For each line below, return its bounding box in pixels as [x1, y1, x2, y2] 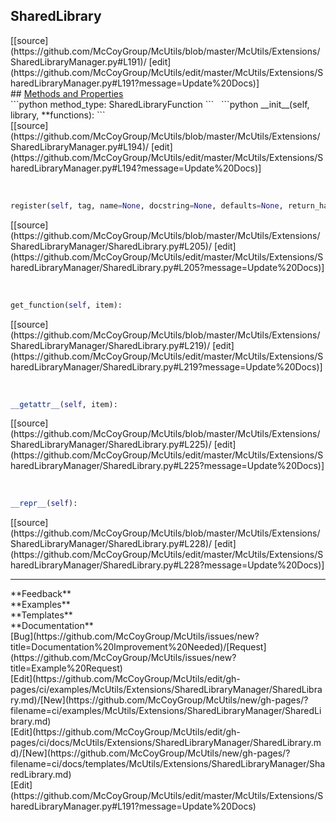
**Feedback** [10, 588, 72, 600]
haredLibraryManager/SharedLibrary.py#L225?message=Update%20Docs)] [10, 460, 325, 472]
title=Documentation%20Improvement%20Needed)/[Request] [10, 641, 267, 653]
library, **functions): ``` [10, 109, 106, 121]
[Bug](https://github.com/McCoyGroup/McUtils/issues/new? [10, 630, 260, 643]
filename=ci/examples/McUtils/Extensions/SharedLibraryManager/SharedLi [10, 705, 322, 717]
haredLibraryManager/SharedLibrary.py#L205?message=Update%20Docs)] [10, 261, 325, 273]
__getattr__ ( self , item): [10, 399, 118, 409]
